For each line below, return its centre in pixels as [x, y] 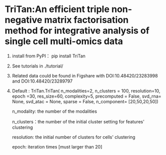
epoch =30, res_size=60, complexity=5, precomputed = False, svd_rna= [87, 96]
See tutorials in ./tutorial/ [37, 66]
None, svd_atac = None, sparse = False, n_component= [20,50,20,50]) [85, 101]
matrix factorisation [86, 20]
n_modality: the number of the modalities [55, 111]
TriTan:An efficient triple [57, 9]
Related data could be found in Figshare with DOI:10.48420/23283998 [85, 75]
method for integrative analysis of [77, 31]
